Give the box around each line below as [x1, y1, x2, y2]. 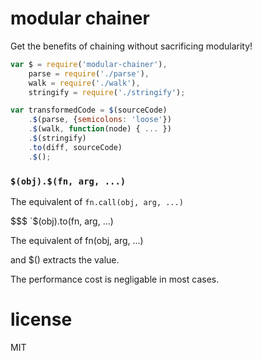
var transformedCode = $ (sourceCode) [10, 105, 168, 116]
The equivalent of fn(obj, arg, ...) [10, 234, 144, 246]
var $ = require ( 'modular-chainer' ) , [10, 59, 168, 69]
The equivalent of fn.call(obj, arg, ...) [10, 195, 184, 207]
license [10, 308, 73, 331]
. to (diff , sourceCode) [28, 142, 123, 152]
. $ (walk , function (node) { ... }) [28, 124, 172, 134]
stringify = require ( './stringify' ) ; [28, 87, 186, 97]
